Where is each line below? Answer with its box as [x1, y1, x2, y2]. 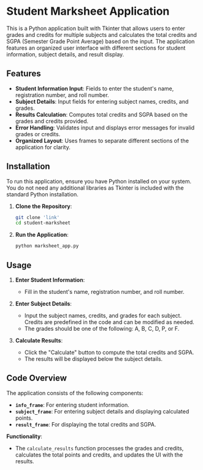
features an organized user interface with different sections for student [6, 44, 186, 52]
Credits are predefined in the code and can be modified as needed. [24, 318, 194, 326]
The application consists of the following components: [6, 389, 144, 396]
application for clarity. [15, 143, 71, 151]
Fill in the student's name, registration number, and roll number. [24, 288, 185, 295]
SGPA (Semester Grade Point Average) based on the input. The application [6, 37, 195, 45]
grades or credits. [15, 130, 61, 137]
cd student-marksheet [15, 220, 71, 226]
